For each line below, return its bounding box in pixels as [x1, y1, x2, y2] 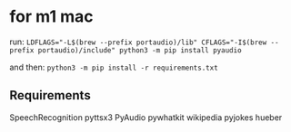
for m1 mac [9, 6, 94, 27]
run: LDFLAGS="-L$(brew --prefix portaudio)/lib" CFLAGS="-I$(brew [9, 36, 267, 47]
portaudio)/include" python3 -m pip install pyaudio [37, 45, 243, 55]
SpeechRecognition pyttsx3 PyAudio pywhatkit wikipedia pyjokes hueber [9, 111, 283, 123]
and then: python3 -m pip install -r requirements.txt [9, 61, 218, 72]
